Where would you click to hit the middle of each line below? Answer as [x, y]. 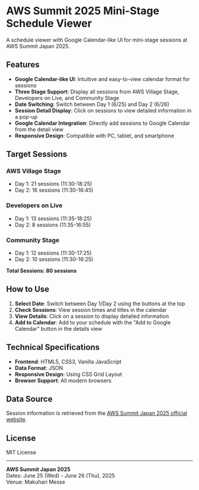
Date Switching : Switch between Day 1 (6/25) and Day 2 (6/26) [92, 104]
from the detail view [39, 129]
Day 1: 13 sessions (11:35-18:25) [53, 218]
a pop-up [26, 117]
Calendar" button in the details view [58, 328]
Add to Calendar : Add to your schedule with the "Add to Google [92, 322]
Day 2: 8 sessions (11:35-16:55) [53, 225]
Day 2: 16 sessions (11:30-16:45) [54, 190]
